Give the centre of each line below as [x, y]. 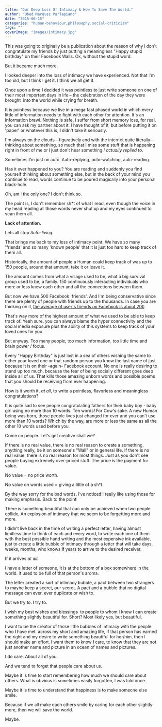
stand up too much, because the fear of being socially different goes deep [79, 371]
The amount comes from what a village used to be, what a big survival [75, 276]
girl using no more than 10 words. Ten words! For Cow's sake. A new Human [81, 410]
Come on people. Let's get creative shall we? [50, 436]
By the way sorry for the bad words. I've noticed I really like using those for [80, 494]
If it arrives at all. [22, 559]
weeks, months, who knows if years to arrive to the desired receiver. [73, 549]
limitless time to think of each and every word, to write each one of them [77, 533]
